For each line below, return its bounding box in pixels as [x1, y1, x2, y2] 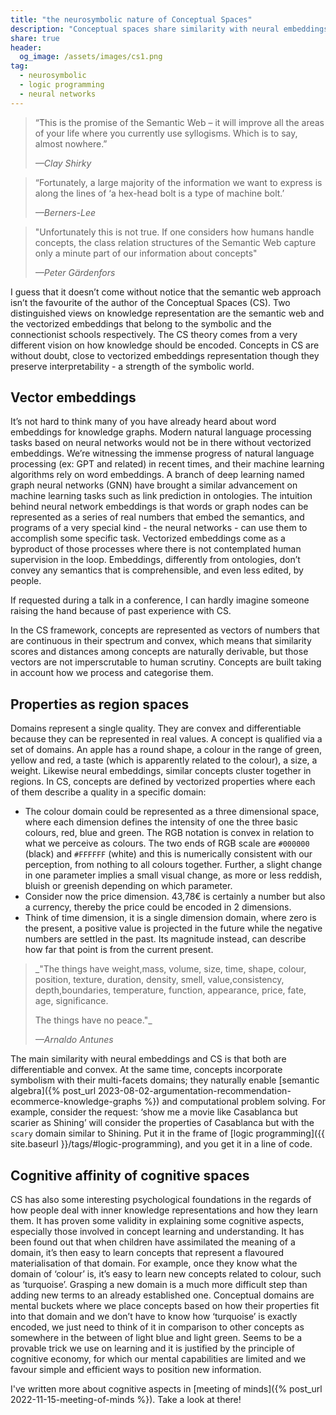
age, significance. [34, 995, 109, 1007]
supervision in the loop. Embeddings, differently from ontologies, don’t [10, 554, 301, 566]
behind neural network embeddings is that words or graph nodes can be [10, 501, 309, 513]
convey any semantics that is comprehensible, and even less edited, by [10, 564, 304, 576]
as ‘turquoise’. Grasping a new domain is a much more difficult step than [10, 1279, 308, 1291]
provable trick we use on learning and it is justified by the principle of [10, 1342, 295, 1355]
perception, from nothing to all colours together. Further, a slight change [24, 859, 323, 871]
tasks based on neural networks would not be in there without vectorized [10, 437, 312, 449]
